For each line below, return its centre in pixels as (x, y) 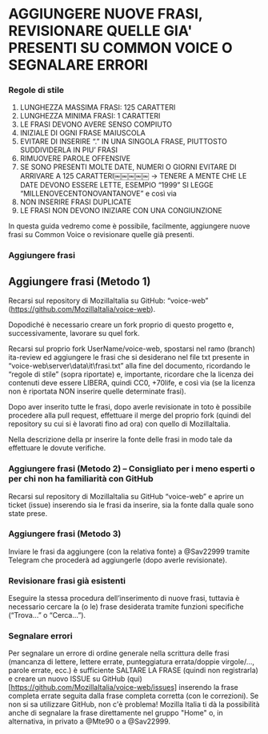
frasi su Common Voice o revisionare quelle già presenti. (101, 235)
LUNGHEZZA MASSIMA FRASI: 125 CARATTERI (98, 107)
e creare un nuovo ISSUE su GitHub (67, 679)
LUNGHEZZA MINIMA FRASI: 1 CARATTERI (90, 116)
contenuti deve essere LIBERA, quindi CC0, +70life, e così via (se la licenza (132, 383)
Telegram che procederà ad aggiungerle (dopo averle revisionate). (118, 560)
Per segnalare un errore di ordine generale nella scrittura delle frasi (119, 653)
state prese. (28, 513)
